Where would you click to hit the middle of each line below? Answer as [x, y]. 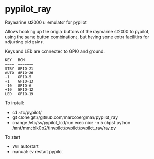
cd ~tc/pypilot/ [27, 112]
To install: [15, 103]
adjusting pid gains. [25, 42]
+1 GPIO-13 [19, 81]
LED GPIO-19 [19, 94]
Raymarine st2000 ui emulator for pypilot [46, 22]
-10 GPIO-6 [18, 86]
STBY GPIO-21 [19, 69]
